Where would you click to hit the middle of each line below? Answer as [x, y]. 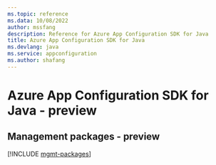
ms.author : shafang [36, 60]
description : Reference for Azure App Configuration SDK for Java [108, 34]
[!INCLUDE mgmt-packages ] [49, 154]
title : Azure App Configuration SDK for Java [76, 41]
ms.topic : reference [38, 14]
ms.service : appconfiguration [52, 54]
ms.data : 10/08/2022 [38, 21]
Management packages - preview [84, 137]
